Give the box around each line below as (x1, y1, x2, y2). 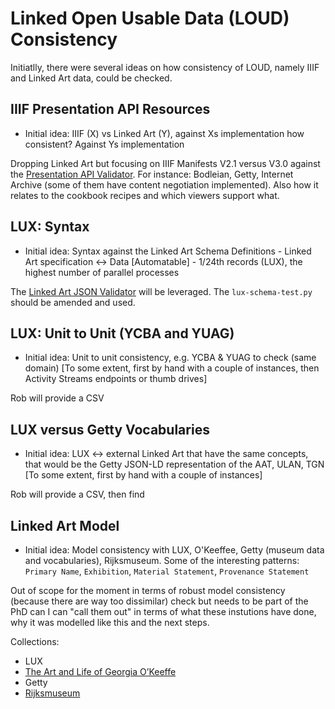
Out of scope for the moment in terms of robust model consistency (10, 585, 286, 596)
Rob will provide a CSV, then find (10, 488, 145, 501)
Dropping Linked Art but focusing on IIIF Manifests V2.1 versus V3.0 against (10, 157, 321, 169)
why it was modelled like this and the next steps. (10, 617, 210, 628)
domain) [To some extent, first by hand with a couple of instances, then (24, 362, 320, 374)
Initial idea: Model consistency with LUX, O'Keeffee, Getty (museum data (24, 544, 325, 556)
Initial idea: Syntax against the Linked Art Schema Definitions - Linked (24, 245, 312, 257)
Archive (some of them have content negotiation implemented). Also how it (10, 178, 319, 191)
